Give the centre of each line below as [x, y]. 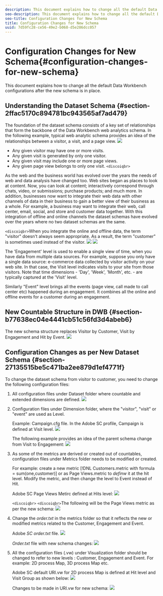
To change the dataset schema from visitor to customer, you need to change [81, 379]
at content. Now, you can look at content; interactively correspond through [80, 186]
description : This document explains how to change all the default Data [81, 9]
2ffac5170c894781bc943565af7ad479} [66, 114]
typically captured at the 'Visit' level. [41, 277]
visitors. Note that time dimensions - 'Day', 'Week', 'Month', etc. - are [74, 272]
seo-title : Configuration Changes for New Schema [56, 18]
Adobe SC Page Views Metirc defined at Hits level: [62, 494]
